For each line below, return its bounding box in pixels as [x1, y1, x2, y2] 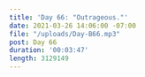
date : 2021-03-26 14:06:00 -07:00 [9, 21, 137, 30]
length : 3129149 [9, 54, 69, 63]
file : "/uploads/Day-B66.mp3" [9, 29, 121, 38]
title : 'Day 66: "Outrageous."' [9, 12, 128, 22]
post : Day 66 [9, 37, 57, 47]
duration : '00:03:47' [9, 46, 89, 55]
